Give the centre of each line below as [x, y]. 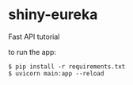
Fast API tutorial [34, 37]
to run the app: [32, 52]
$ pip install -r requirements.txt [67, 66]
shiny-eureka [53, 15]
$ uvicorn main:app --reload [56, 73]
